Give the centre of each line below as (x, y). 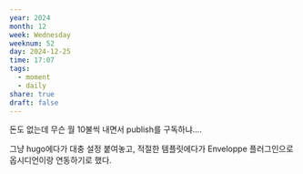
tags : (20, 69)
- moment (34, 77)
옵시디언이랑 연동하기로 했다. (61, 160)
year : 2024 (30, 18)
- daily (32, 86)
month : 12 (28, 26)
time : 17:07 (32, 60)
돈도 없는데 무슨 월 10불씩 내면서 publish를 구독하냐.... (106, 129)
